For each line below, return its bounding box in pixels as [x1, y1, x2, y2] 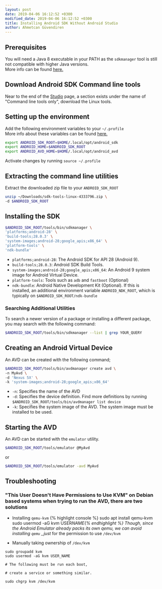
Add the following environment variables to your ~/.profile [5, 125, 124, 131]
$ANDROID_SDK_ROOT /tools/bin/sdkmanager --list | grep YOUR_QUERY [5, 330, 142, 335]
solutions [5, 504, 28, 511]
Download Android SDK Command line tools [5, 81, 141, 89]
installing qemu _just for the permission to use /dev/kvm [12, 530, 121, 536]
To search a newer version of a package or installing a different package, [5, 316, 151, 322]
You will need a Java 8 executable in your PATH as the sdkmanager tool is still [5, 56, 158, 62]
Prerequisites [5, 43, 47, 52]
